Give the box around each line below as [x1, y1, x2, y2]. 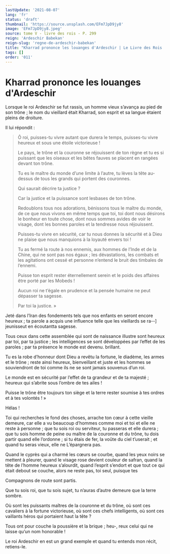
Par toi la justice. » [17, 303, 57, 309]
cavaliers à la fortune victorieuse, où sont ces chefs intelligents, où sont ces [5, 508, 164, 514]
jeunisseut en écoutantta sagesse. [5, 323, 77, 330]
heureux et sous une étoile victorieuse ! [17, 140, 100, 146]
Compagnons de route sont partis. [5, 477, 77, 483]
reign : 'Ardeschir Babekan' [5, 36, 65, 41]
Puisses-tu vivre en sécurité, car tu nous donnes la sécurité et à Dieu [17, 231, 162, 237]
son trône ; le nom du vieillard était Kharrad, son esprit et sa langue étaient [5, 110, 161, 116]
